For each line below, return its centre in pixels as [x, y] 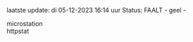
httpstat [18, 31]
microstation [25, 23]
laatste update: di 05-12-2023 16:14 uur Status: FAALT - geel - [96, 10]
